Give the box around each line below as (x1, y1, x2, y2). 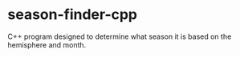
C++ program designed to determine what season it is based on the (7, 32, 232, 41)
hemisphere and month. (7, 40, 87, 49)
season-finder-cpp (7, 6, 138, 24)
